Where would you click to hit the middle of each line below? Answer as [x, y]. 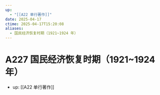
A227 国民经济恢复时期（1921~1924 [80, 60]
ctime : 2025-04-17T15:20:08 [35, 24]
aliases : [14, 29]
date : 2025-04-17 [23, 19]
